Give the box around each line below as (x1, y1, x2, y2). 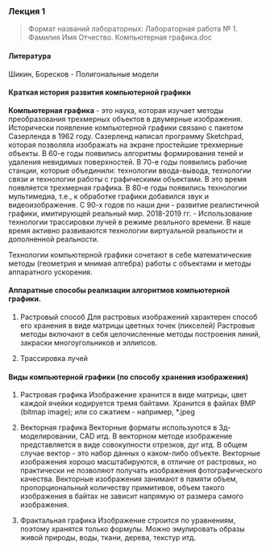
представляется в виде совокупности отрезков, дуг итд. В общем (19, 440, 248, 450)
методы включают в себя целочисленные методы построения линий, (19, 329, 261, 338)
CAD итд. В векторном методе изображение (79, 431, 233, 441)
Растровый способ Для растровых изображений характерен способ (19, 312, 258, 321)
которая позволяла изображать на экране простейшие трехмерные (8, 140, 243, 149)
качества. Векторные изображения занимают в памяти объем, (19, 474, 238, 484)
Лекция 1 (8, 6, 46, 17)
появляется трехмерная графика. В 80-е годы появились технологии (8, 183, 247, 192)
